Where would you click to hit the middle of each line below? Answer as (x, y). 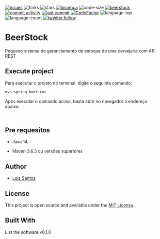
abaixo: (12, 106)
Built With (20, 220)
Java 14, (20, 142)
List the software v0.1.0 (28, 232)
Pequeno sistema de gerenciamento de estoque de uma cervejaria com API (80, 51)
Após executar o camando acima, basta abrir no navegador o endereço (76, 101)
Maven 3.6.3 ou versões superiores (47, 151)
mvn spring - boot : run (26, 92)
